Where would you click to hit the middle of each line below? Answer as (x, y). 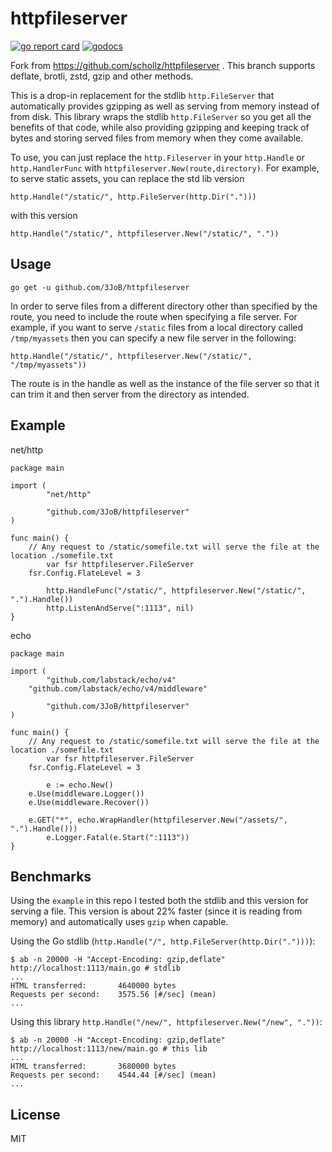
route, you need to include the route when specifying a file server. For (154, 316)
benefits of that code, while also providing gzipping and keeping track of (160, 127)
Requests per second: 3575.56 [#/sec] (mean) (113, 995)
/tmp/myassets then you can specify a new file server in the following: (153, 338)
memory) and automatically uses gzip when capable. (119, 922)
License (35, 1114)
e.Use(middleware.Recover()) (89, 802)
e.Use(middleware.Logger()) (86, 793)
